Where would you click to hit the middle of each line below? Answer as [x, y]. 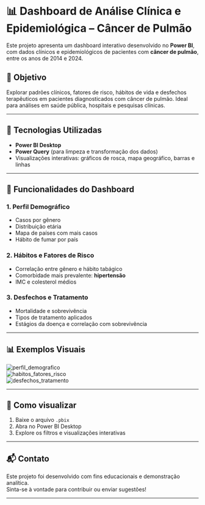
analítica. [18, 483]
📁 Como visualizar [41, 406]
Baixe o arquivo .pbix [42, 420]
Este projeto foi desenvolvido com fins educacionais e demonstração [93, 476]
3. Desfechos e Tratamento [47, 298]
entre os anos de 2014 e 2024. [45, 58]
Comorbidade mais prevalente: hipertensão [70, 275]
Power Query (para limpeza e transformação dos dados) [87, 151]
